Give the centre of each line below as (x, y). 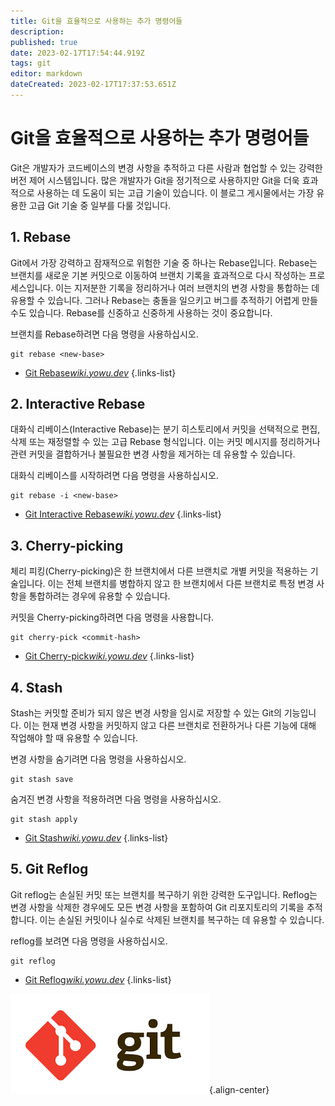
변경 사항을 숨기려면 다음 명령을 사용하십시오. (98, 759)
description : (37, 31)
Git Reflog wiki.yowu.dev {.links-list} (98, 979)
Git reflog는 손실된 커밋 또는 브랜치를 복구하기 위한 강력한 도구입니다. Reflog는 (164, 894)
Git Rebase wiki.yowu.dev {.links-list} (100, 372)
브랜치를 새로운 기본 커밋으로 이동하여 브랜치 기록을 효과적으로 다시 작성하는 (158, 275)
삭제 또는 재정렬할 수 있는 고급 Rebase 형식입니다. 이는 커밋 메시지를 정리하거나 (165, 442)
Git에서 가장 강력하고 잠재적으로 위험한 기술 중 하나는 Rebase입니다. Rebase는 (164, 262)
